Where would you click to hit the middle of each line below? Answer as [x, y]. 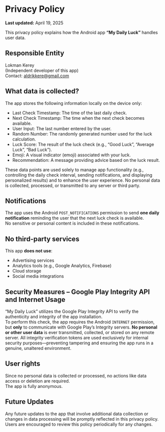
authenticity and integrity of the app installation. [54, 317]
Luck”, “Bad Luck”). [32, 149]
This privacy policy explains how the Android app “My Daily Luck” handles [82, 32]
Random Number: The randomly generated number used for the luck [82, 134]
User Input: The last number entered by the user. [62, 128]
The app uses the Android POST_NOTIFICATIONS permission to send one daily [82, 213]
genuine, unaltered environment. [38, 348]
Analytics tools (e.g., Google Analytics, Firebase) [62, 266]
